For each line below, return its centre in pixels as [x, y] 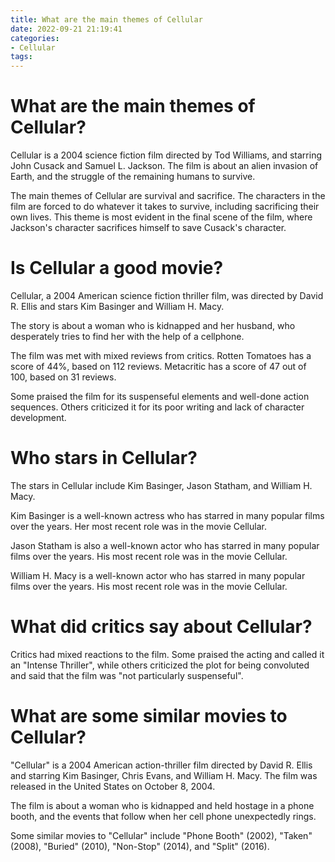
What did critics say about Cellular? [161, 627]
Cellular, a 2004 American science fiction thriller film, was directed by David [167, 295]
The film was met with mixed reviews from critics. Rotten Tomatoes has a [161, 355]
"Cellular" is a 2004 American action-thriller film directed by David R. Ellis [161, 765]
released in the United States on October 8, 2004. [113, 786]
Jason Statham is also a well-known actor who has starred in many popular [165, 545]
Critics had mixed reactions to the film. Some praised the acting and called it [167, 654]
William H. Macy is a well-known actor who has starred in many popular [158, 575]
